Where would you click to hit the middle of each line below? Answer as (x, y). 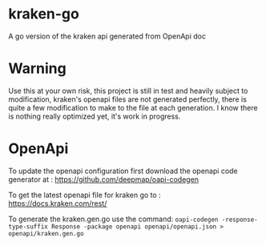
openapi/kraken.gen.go (46, 233)
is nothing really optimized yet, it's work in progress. (95, 116)
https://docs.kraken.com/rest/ (58, 203)
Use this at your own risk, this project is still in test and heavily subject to (128, 91)
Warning (37, 69)
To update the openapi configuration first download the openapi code (123, 171)
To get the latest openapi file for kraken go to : (85, 195)
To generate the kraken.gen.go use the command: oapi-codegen (113, 219)
